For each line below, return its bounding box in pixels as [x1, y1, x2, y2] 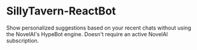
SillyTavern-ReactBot [6, 4, 116, 18]
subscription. [6, 37, 39, 44]
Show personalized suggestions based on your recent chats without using [6, 24, 192, 31]
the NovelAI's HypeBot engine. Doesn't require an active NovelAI [6, 30, 169, 37]
